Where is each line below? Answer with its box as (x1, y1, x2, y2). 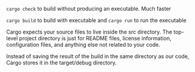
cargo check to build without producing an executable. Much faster (6, 5, 172, 12)
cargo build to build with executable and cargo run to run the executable (6, 17, 187, 23)
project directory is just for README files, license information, (19, 35, 172, 41)
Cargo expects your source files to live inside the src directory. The (6, 28, 173, 35)
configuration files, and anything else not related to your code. (6, 41, 161, 48)
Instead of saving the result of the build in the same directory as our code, (6, 53, 190, 59)
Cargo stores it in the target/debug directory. (6, 59, 117, 66)
